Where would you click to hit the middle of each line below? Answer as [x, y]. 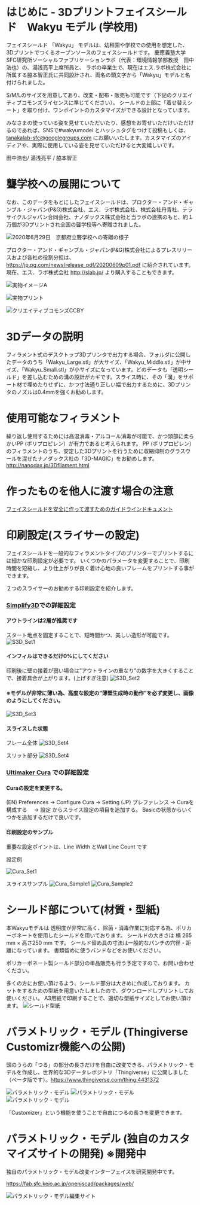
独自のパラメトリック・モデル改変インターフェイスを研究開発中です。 [92, 1171]
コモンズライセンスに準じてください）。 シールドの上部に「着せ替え [105, 102]
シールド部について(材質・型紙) [83, 910]
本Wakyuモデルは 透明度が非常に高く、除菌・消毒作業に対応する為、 [91, 927]
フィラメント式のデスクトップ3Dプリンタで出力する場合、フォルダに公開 [96, 354]
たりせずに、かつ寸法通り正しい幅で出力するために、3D [106, 384]
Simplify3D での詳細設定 [41, 605]
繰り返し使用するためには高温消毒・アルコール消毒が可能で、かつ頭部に [95, 436]
